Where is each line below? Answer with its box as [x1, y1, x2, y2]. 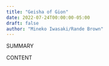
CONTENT [6, 54, 33, 61]
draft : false [6, 20, 39, 26]
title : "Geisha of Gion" [6, 8, 69, 15]
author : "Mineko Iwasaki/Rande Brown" [6, 25, 104, 32]
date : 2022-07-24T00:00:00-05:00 [6, 15, 90, 21]
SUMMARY [6, 42, 34, 50]
